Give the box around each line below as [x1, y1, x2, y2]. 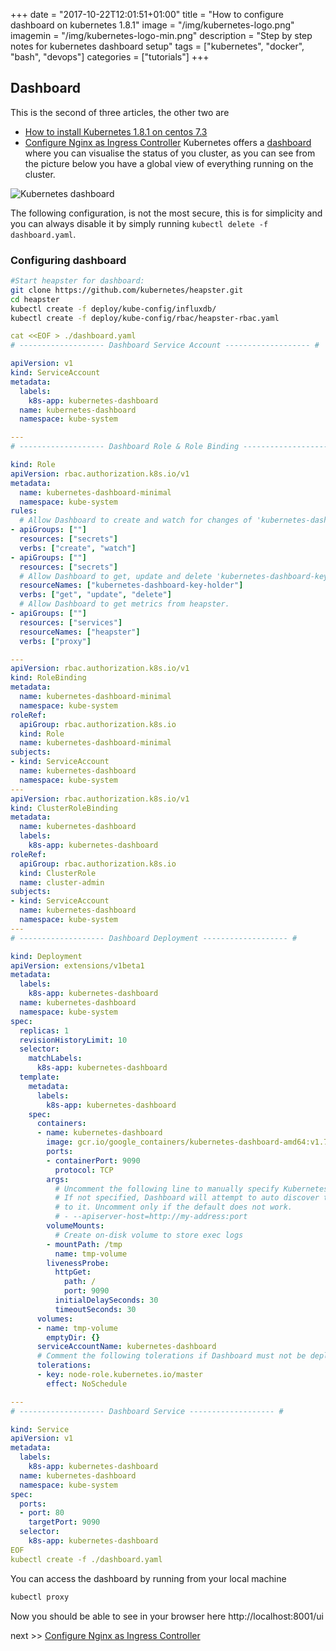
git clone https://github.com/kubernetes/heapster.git [10, 285, 244, 295]
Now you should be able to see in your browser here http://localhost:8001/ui [10, 1610, 324, 1622]
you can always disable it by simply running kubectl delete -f [10, 217, 269, 229]
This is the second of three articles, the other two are [10, 106, 230, 118]
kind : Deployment [10, 951, 83, 961]
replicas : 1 [19, 1025, 70, 1036]
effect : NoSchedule [46, 1379, 128, 1389]
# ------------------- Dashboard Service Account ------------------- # [10, 340, 320, 351]
